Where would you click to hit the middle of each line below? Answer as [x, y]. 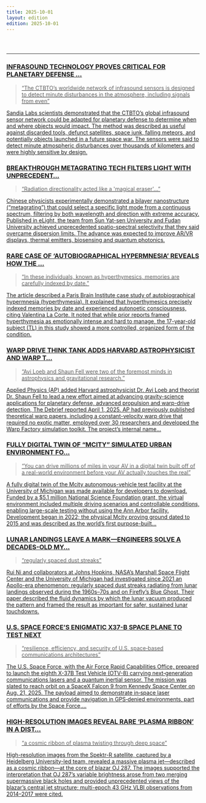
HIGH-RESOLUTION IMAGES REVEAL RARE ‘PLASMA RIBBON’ [100, 722]
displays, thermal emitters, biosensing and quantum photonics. [86, 239]
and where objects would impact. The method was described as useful [96, 126]
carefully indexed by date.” [55, 284]
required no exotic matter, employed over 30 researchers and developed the [103, 422]
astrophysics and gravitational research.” [73, 378]
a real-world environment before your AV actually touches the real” [106, 472]
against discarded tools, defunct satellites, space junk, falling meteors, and [101, 132]
